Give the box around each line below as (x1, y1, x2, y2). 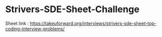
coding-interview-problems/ (5, 25, 65, 31)
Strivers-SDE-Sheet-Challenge (5, 4, 140, 15)
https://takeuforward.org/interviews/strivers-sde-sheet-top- (30, 20, 157, 26)
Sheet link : (5, 20, 29, 26)
